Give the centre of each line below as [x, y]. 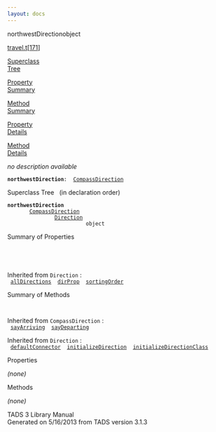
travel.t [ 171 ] [24, 47]
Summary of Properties [41, 237]
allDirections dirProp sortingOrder [67, 282]
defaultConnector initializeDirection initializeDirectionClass [109, 347]
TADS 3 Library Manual [41, 414]
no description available [42, 166]
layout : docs [26, 14]
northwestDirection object [44, 34]
